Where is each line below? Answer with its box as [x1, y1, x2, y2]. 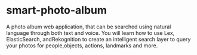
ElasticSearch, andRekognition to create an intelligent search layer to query [6, 35, 191, 43]
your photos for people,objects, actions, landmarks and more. [6, 42, 158, 49]
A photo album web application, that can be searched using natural [6, 23, 171, 30]
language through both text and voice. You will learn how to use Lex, [6, 29, 175, 36]
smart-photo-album [6, 4, 107, 17]
